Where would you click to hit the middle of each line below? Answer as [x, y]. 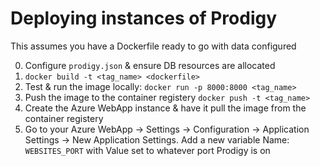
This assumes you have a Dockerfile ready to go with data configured [153, 46]
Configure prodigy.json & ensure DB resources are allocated [150, 65]
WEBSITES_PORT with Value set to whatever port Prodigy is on [147, 150]
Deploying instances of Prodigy [144, 18]
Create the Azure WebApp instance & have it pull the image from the [165, 108]
